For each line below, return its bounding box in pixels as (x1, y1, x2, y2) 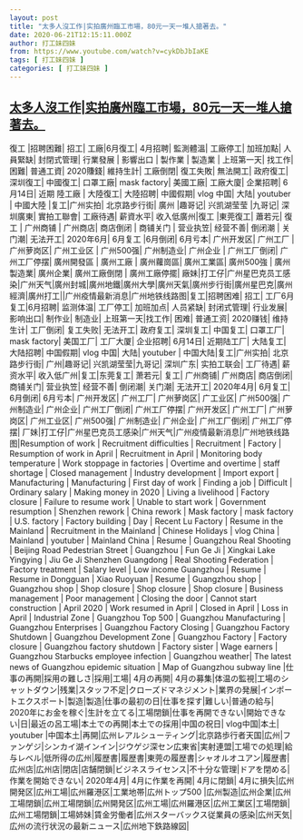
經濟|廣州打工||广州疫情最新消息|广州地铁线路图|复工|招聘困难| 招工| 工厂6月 (9, 290, 295, 301)
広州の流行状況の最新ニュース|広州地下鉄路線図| (9, 820, 190, 831)
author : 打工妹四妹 (9, 38, 76, 48)
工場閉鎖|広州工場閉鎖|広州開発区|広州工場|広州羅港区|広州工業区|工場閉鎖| (9, 797, 290, 808)
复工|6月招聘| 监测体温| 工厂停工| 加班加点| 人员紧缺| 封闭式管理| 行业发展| (9, 301, 288, 312)
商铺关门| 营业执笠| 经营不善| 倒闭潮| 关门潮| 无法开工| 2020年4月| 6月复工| (9, 380, 291, 391)
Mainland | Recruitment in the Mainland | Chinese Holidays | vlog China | (9, 525, 280, 536)
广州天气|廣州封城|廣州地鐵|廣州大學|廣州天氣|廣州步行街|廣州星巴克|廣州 (19, 279, 293, 290)
